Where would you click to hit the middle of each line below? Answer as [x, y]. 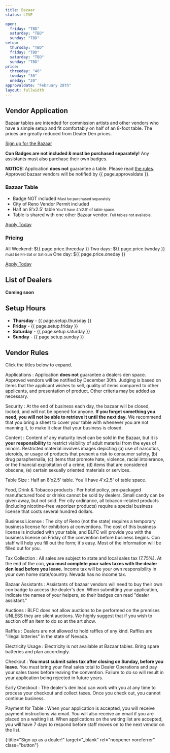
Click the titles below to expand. [39, 365]
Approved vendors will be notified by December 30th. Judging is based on [83, 380]
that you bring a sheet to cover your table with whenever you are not [77, 422]
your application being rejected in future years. [54, 678]
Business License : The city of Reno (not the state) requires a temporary [80, 522]
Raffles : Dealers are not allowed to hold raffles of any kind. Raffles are [79, 631]
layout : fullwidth [25, 90]
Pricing [14, 238]
